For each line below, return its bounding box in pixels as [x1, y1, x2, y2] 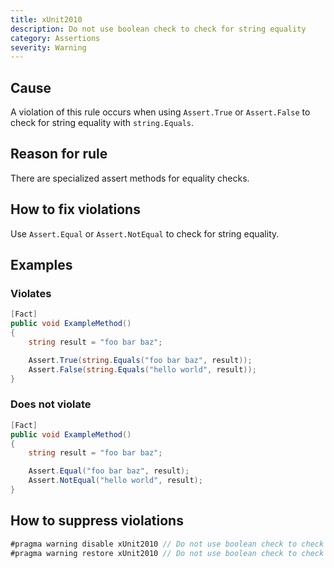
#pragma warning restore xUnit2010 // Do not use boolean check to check [10, 548, 325, 558]
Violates [10, 287, 52, 300]
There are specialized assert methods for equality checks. [10, 172, 250, 184]
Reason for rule [10, 146, 108, 163]
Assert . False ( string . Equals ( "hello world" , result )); [28, 364, 257, 375]
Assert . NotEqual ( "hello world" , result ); [28, 476, 203, 486]
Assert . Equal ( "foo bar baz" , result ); [28, 466, 190, 476]
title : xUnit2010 [10, 14, 83, 25]
